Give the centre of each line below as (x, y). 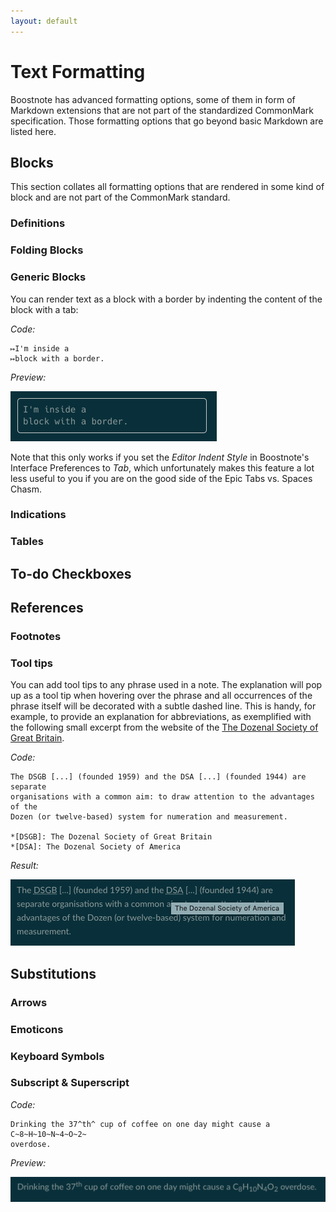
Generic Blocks (48, 277)
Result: (24, 866)
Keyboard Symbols (57, 1056)
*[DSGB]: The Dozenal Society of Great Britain (111, 837)
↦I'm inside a (40, 348)
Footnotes (36, 637)
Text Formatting (78, 71)
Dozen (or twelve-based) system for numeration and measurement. (149, 817)
